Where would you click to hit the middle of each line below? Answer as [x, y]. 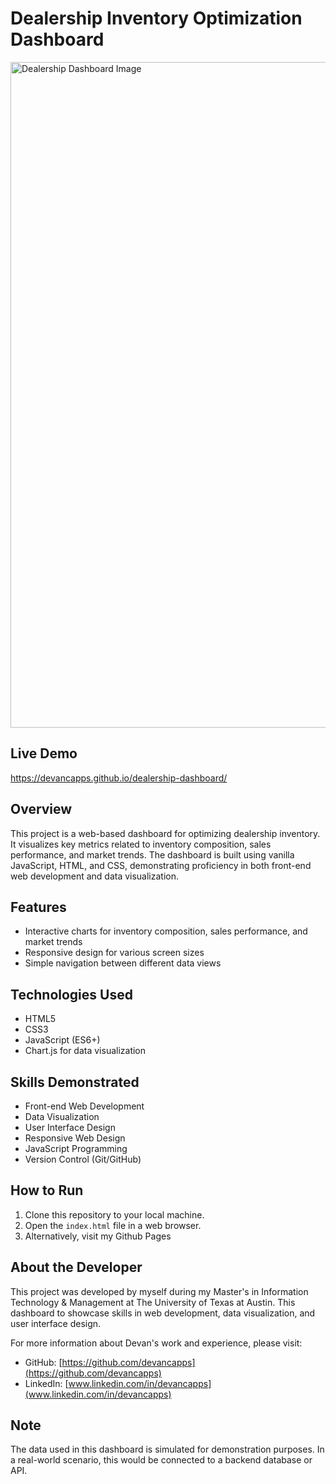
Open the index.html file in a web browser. [113, 1225]
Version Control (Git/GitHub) [83, 1159]
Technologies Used [71, 994]
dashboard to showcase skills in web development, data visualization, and [163, 1313]
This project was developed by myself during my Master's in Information [159, 1291]
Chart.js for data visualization [85, 1051]
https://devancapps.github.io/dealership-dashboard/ [119, 778]
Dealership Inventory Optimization [156, 18]
